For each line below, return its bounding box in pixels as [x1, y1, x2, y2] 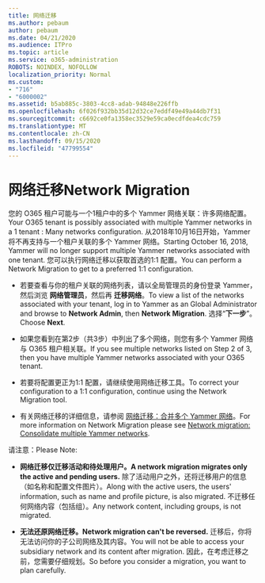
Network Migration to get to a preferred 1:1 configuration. [8, 264, 194, 274]
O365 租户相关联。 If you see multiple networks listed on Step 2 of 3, [28, 344, 252, 354]
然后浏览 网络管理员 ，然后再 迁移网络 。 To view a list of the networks [19, 290, 244, 300]
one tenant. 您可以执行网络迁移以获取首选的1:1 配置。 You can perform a [8, 255, 242, 265]
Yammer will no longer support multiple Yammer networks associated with [8, 246, 251, 255]
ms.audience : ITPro [8, 41, 73, 49]
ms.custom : [8, 78, 44, 86]
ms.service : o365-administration [8, 56, 119, 64]
